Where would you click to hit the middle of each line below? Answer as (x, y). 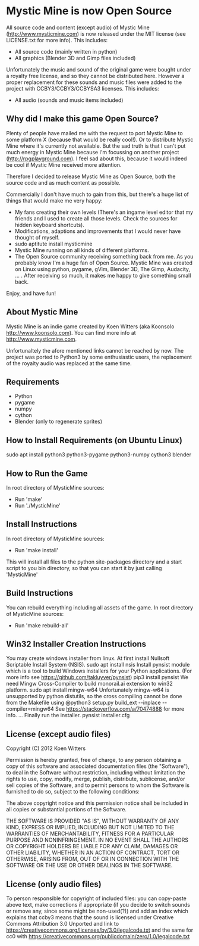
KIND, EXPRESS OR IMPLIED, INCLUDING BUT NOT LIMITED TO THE (90, 827)
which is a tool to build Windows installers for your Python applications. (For (99, 671)
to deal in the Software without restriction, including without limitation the (96, 773)
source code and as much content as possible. (63, 182)
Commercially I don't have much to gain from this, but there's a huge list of (97, 194)
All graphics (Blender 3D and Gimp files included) (75, 58)
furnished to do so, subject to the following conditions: (73, 792)
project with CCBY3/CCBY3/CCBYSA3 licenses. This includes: (83, 88)
